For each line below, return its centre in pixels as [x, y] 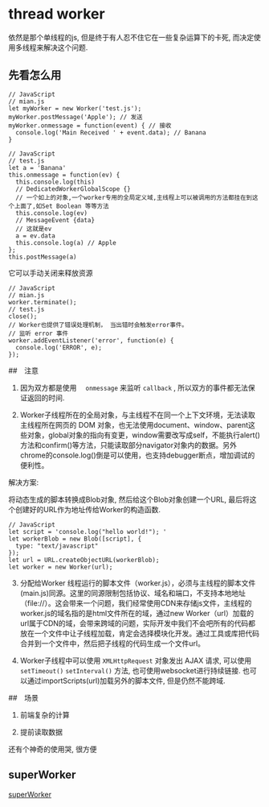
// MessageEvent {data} [55, 220]
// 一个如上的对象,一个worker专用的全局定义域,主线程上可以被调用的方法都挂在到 [134, 197]
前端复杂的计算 [45, 714]
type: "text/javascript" [57, 546]
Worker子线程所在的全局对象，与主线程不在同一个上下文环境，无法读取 [137, 415]
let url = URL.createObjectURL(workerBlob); [84, 560]
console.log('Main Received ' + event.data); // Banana [111, 132]
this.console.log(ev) [52, 213]
